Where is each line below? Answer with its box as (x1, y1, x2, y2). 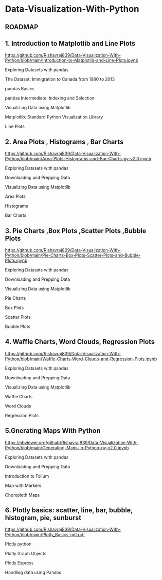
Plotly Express (5, 560, 34, 566)
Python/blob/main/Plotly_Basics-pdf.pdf (5, 532, 85, 538)
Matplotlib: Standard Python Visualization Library (5, 114, 103, 120)
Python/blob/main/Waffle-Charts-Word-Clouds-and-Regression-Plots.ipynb (5, 356, 157, 362)
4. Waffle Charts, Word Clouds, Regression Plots (5, 338, 155, 346)
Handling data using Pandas (5, 569, 62, 576)
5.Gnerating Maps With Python (5, 426, 101, 435)
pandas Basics (5, 86, 35, 92)
